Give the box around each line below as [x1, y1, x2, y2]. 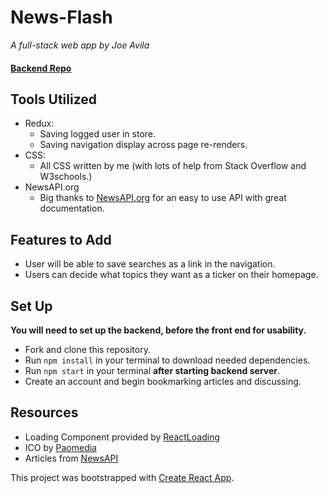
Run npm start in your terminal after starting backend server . [24, 364, 281, 376]
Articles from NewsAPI [24, 452, 119, 464]
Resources [10, 404, 79, 421]
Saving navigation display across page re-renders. [39, 139, 248, 151]
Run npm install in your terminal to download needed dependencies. [24, 354, 311, 366]
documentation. [39, 202, 105, 215]
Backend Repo [10, 62, 72, 74]
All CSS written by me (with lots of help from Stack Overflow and [39, 160, 307, 172]
